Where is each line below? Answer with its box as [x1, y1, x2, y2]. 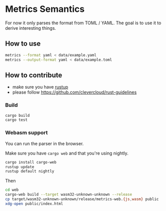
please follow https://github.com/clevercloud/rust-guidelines [12, 89, 137, 95]
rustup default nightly [5, 169, 55, 174]
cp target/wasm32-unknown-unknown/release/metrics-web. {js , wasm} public [5, 197, 159, 202]
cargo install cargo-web [5, 159, 57, 164]
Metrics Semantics [5, 3, 85, 15]
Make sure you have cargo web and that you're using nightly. [5, 150, 129, 156]
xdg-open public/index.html [5, 201, 64, 206]
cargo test [5, 117, 28, 122]
